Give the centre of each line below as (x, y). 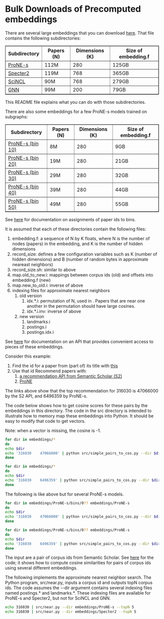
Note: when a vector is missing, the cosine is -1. (53, 430)
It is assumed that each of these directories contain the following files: (76, 229)
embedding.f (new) (31, 280)
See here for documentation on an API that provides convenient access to (79, 342)
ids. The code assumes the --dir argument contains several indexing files (79, 588)
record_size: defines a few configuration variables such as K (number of (85, 254)
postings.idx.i (40, 332)
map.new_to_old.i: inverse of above (48, 285)
